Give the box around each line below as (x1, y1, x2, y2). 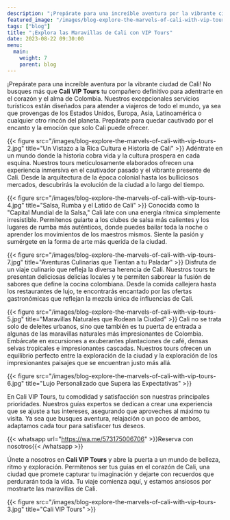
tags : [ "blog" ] (7, 23, 51, 29)
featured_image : (7, 16, 53, 23)
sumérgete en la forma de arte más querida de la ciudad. (7, 237, 168, 245)
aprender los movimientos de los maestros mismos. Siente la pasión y (7, 230, 204, 238)
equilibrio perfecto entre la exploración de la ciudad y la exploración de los (7, 351, 218, 360)
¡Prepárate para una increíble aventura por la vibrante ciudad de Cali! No (7, 79, 212, 88)
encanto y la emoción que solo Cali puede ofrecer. (7, 123, 149, 132)
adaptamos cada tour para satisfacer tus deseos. (7, 421, 146, 430)
